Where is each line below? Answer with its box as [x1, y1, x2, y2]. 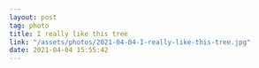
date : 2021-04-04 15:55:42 [9, 46, 109, 55]
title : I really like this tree [9, 29, 128, 38]
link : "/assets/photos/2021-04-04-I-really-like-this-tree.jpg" [9, 37, 251, 47]
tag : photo [9, 21, 50, 30]
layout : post [9, 12, 57, 22]
